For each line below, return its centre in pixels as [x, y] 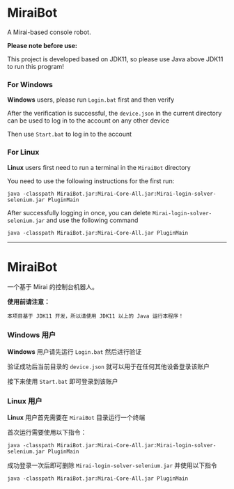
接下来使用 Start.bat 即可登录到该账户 [63, 381]
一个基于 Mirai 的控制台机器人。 [53, 287]
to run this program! [36, 66]
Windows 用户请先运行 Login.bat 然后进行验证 [75, 351]
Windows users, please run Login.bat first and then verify [91, 100]
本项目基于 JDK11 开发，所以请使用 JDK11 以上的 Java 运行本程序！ [95, 316]
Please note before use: [42, 45]
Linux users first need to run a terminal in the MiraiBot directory [99, 167]
